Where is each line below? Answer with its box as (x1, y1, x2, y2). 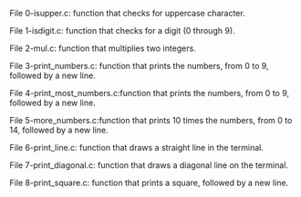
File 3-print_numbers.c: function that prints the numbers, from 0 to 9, (9, 61, 269, 71)
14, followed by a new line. (9, 124, 109, 135)
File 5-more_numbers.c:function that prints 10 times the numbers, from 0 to (9, 115, 293, 125)
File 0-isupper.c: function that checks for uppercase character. (9, 8, 245, 18)
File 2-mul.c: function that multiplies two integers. (9, 43, 196, 54)
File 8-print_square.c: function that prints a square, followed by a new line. (9, 177, 289, 188)
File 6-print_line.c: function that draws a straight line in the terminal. (9, 143, 265, 153)
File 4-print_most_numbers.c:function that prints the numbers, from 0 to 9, (9, 88, 290, 98)
